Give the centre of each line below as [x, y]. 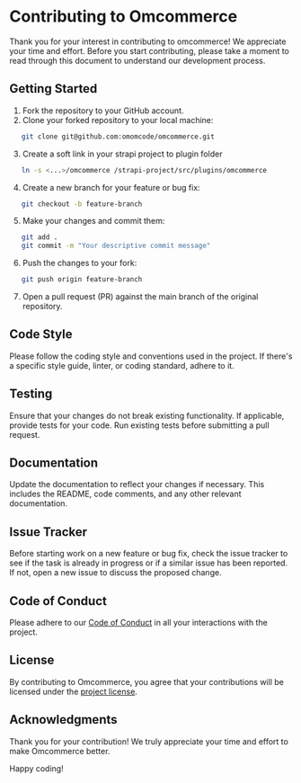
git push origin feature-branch [82, 280]
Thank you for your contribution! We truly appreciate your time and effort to [149, 741]
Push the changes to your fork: [80, 263]
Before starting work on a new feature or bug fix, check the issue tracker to [149, 554]
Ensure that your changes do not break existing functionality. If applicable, [147, 415]
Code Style [41, 334]
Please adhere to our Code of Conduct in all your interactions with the [138, 623]
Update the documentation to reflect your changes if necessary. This [137, 485]
